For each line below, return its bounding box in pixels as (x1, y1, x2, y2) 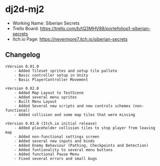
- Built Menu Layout (14, 99, 57, 104)
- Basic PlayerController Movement (14, 77, 88, 82)
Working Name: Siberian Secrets (12, 20, 80, 26)
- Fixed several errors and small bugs (14, 156, 97, 161)
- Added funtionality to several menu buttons (14, 147, 113, 152)
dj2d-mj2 (5, 4, 44, 15)
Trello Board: (12, 25, 39, 31)
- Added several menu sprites (14, 94, 77, 100)
